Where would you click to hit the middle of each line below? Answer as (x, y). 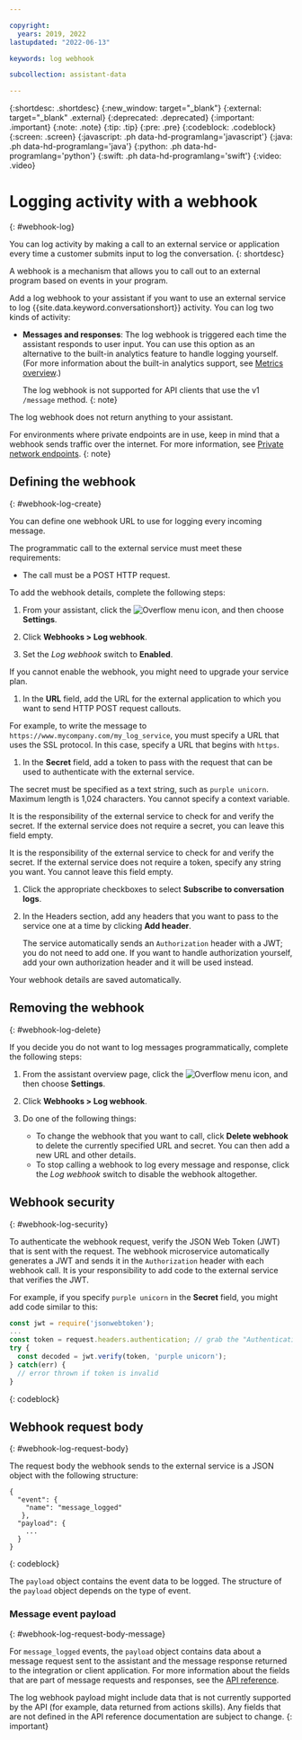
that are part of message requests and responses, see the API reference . (144, 1680)
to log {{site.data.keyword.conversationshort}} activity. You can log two (142, 308)
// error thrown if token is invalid (88, 1373)
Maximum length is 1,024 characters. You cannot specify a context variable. (150, 799)
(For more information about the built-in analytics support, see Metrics (153, 363)
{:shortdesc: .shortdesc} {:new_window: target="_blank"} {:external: (136, 108)
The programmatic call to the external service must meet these (126, 548)
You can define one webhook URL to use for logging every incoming (136, 521)
